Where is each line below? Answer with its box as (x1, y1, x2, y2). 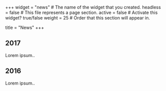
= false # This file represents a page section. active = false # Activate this (5, 9, 158, 15)
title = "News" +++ (5, 24, 44, 30)
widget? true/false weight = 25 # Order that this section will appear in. (5, 15, 150, 20)
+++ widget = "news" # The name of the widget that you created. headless (5, 4, 161, 10)
